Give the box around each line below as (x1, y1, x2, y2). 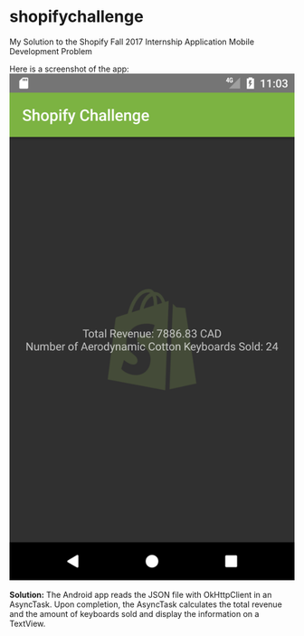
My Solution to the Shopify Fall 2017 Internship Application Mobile (9, 36, 255, 47)
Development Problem (9, 45, 93, 56)
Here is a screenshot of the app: (9, 63, 129, 74)
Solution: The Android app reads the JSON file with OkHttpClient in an (9, 589, 272, 600)
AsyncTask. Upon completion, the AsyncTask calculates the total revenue (9, 599, 282, 610)
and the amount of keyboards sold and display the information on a (9, 608, 260, 619)
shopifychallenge (9, 6, 144, 27)
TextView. (9, 618, 46, 629)
